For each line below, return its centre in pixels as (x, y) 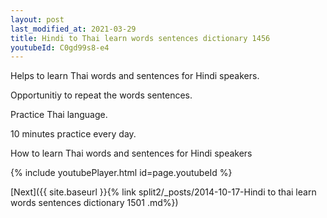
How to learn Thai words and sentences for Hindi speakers (131, 153)
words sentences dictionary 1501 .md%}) (94, 203)
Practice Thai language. (59, 115)
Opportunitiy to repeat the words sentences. (101, 95)
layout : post (37, 19)
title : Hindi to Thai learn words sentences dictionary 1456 (140, 38)
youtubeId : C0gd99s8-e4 (60, 47)
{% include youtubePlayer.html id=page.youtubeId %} (121, 173)
